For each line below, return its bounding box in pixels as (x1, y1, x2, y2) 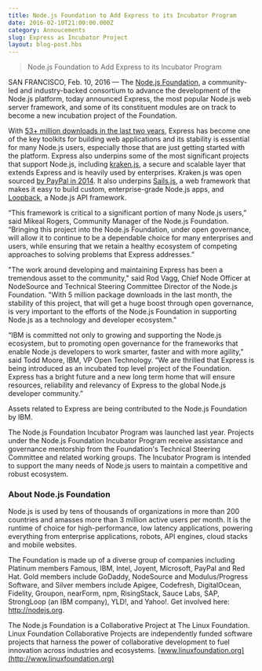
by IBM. (8, 412, 33, 422)
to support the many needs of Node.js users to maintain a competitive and (8, 461, 249, 471)
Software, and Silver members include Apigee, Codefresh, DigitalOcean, (8, 581, 242, 590)
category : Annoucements (8, 26, 86, 34)
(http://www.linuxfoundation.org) (8, 654, 115, 664)
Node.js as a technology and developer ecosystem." (8, 315, 177, 324)
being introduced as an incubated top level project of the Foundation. (8, 364, 232, 373)
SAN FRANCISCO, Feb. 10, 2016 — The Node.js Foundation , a (8, 78, 206, 87)
